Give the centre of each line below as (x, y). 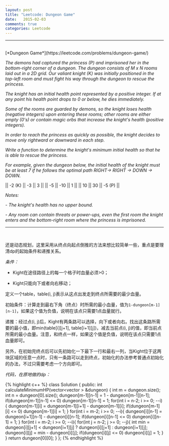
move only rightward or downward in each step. (55, 140)
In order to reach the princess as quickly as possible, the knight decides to (82, 135)
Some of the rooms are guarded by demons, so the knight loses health (78, 109)
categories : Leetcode (28, 29)
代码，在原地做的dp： (28, 375)
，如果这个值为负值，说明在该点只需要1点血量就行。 (70, 311)
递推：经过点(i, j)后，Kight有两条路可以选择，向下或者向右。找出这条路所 (81, 322)
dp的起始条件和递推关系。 (36, 251)
